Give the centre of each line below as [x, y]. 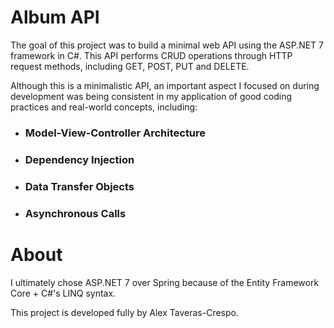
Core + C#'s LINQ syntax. [63, 293]
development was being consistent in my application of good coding [151, 96]
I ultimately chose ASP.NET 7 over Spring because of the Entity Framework [165, 282]
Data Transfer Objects [79, 186]
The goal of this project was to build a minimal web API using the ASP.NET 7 [167, 45]
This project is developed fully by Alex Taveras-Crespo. [124, 312]
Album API [55, 17]
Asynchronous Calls [75, 213]
